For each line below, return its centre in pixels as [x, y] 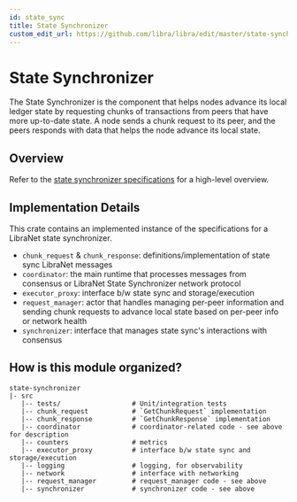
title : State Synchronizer [59, 26]
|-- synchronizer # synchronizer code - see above [137, 489]
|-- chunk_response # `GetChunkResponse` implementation [146, 419]
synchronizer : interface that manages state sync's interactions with [145, 330]
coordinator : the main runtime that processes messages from [134, 274]
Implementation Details [75, 208]
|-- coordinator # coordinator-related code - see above [152, 427]
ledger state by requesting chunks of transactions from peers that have [139, 112]
